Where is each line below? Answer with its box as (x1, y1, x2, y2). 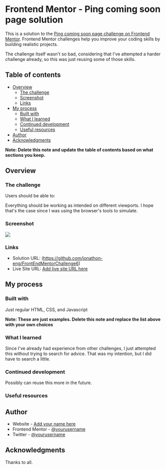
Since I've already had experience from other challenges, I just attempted (5, 346, 156, 352)
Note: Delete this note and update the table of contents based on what (5, 146, 154, 153)
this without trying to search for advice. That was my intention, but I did (5, 351, 152, 357)
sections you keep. (5, 152, 46, 158)
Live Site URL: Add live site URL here (12, 266, 88, 272)
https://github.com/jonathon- (43, 255, 103, 261)
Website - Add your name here (12, 421, 76, 427)
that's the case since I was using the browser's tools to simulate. (5, 208, 138, 214)
